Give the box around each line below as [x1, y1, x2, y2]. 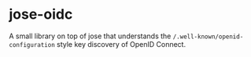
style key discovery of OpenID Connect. [57, 39, 186, 48]
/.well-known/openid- [172, 33, 244, 41]
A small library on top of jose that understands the [9, 31, 172, 41]
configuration [9, 41, 56, 48]
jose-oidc [9, 5, 73, 23]
